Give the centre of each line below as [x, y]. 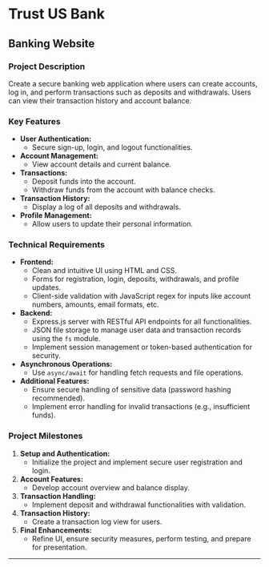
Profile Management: [56, 215]
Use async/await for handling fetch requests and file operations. [138, 372]
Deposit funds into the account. [84, 182]
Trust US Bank [57, 14]
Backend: [36, 313]
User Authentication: [56, 139]
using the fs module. [66, 339]
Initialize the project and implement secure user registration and [137, 462]
